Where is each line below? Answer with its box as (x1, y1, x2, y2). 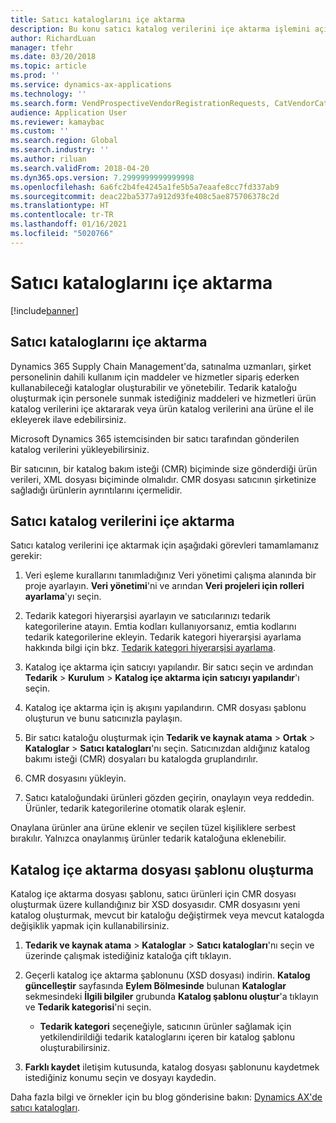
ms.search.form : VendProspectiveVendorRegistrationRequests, (10, 98, 271, 108)
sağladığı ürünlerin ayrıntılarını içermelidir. (10, 484, 183, 496)
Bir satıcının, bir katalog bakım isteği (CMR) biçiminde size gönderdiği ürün (10, 462, 318, 475)
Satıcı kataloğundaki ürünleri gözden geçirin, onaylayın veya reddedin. (24, 792, 315, 804)
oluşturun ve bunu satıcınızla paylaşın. (24, 712, 183, 725)
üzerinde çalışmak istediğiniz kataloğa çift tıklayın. (24, 950, 232, 962)
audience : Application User (10, 107, 128, 118)
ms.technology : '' (10, 89, 87, 99)
